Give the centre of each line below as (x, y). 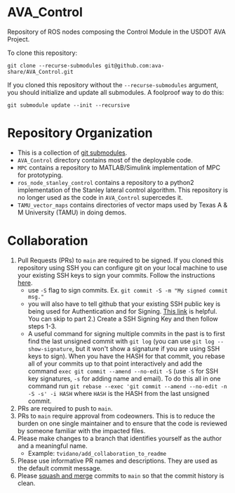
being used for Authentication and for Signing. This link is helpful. (122, 311)
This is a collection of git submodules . (72, 153)
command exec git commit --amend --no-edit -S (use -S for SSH (123, 371)
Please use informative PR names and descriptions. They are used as (117, 461)
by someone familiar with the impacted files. (81, 430)
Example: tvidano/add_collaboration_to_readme (97, 453)
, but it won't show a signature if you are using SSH (146, 348)
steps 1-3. (42, 326)
